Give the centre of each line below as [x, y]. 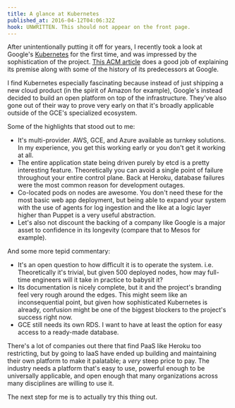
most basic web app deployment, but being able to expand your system [122, 200]
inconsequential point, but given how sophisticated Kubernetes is [113, 302]
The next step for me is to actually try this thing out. [82, 397]
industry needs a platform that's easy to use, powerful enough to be [106, 369]
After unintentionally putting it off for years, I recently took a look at [105, 47]
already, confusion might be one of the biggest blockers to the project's [122, 310]
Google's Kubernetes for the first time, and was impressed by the [102, 54]
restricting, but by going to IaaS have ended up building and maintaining [112, 354]
